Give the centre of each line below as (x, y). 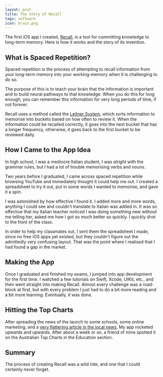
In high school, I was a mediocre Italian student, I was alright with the (74, 162)
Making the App (30, 262)
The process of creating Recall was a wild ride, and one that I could (72, 364)
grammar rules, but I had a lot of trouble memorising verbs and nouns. (75, 167)
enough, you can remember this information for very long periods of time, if (81, 99)
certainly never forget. (27, 369)
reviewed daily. (20, 135)
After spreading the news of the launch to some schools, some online (75, 321)
